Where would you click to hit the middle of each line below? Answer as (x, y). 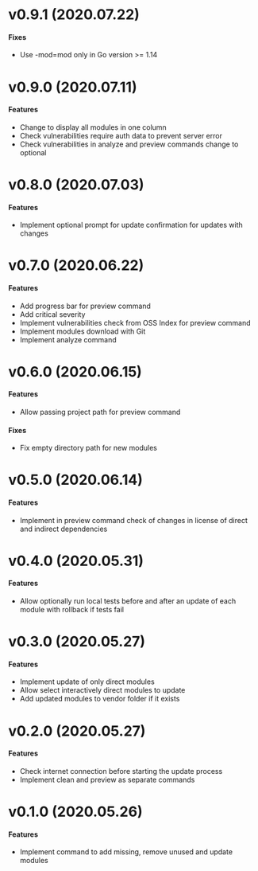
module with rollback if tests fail (72, 609)
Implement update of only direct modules (87, 682)
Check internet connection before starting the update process (121, 771)
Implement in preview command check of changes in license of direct (133, 520)
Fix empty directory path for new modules (88, 448)
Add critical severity (52, 314)
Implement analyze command (68, 339)
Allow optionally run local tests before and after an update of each (128, 601)
